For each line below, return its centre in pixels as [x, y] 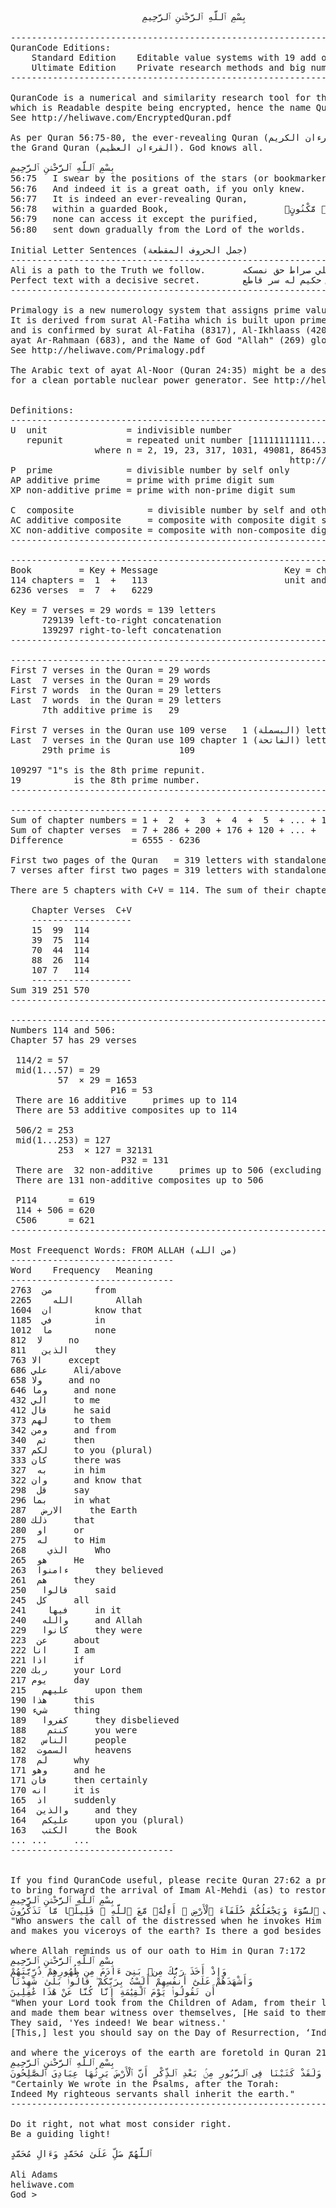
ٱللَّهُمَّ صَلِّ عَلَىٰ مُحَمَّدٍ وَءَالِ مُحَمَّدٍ [81, 2153]
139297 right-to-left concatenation [131, 630]
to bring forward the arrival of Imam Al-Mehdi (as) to [150, 1890]
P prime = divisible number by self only [150, 470]
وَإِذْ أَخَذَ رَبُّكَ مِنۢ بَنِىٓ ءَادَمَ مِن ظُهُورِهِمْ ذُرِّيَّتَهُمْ [118, 1971]
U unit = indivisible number [121, 430]
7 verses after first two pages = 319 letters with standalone [168, 870]
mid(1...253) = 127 [63, 1140]
